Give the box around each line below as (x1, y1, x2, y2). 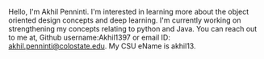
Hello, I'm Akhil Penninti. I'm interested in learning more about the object (8, 7, 249, 16)
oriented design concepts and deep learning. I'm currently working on (8, 15, 241, 25)
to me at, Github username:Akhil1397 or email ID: (8, 32, 171, 42)
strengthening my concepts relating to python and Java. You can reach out (8, 24, 258, 33)
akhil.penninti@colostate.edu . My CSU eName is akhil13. (8, 41, 196, 51)
